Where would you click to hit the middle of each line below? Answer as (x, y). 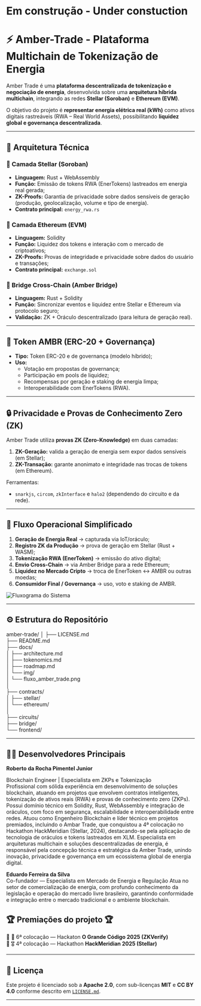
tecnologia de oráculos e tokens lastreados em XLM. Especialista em (91, 838)
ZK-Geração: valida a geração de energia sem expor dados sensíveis (100, 452)
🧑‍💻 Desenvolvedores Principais (66, 754)
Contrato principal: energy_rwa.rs (57, 209)
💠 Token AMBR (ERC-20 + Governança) (81, 342)
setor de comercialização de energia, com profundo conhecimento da (92, 887)
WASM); (25, 552)
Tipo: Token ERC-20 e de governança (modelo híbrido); (83, 356)
